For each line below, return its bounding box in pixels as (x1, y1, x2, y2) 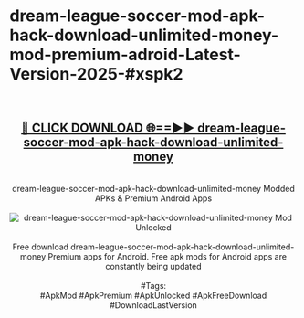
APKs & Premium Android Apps (94, 193, 213, 204)
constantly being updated (104, 260, 203, 271)
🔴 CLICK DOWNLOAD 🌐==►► (21, 121, 195, 136)
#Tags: (140, 280, 167, 291)
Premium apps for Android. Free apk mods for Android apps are (47, 250, 288, 261)
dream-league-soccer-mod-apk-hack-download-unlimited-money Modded (12, 183, 295, 194)
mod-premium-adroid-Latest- (9, 45, 242, 65)
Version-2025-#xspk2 (9, 64, 183, 85)
